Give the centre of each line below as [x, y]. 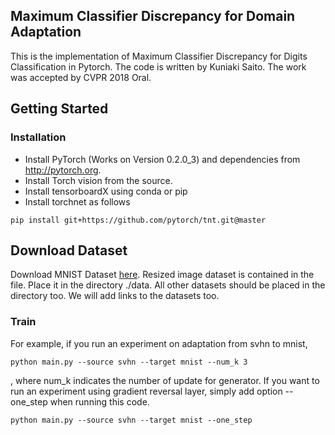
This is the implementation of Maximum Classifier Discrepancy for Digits [159, 56]
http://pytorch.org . [63, 170]
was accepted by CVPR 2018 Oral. [81, 77]
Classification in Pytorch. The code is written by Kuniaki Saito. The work [158, 66]
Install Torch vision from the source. [98, 180]
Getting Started [59, 109]
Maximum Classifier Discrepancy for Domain [153, 16]
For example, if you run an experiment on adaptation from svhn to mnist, [159, 343]
